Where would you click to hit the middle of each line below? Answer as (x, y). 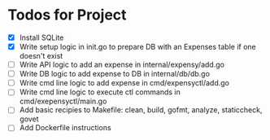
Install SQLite (41, 37)
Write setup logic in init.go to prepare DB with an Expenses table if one (138, 47)
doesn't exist (41, 56)
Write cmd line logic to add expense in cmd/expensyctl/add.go (124, 83)
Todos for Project (67, 15)
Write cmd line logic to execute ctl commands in (100, 92)
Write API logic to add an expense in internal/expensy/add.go (122, 65)
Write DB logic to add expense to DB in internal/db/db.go (115, 74)
